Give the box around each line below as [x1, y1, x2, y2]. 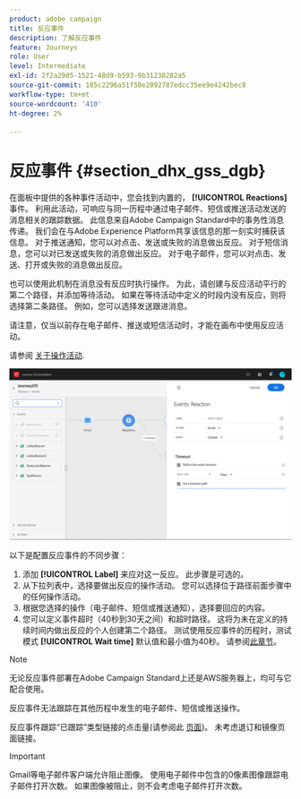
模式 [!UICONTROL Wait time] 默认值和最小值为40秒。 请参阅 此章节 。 [21, 636, 282, 647]
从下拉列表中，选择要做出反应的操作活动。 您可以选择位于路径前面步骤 [21, 580, 284, 591]
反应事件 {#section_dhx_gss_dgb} [9, 161, 266, 181]
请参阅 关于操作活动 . [9, 350, 85, 361]
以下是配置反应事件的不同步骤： [9, 550, 127, 561]
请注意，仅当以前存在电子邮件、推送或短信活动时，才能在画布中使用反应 [9, 320, 276, 331]
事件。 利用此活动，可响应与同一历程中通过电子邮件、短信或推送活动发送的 [9, 203, 287, 214]
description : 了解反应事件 [9, 33, 102, 42]
